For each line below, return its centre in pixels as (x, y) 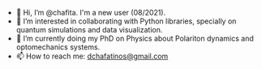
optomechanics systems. (58, 47)
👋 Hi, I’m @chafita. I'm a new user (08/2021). (91, 13)
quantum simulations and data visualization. (89, 30)
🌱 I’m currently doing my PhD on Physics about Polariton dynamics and (135, 38)
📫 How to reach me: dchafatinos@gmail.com (92, 56)
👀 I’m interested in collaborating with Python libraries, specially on (126, 21)
